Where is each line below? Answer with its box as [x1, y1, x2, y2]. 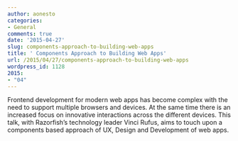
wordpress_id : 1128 [7, 63, 65, 70]
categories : [7, 17, 43, 24]
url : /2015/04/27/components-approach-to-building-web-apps [7, 57, 190, 64]
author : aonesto [7, 10, 55, 18]
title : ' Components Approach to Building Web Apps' [7, 50, 167, 57]
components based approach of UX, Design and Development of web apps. [7, 125, 229, 135]
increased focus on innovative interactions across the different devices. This [7, 111, 231, 119]
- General [7, 23, 37, 30]
